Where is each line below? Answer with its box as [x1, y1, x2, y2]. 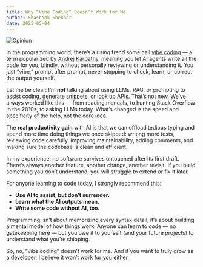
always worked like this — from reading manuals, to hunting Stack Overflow [6, 99, 196, 106]
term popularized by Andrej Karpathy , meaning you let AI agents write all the [6, 55, 197, 63]
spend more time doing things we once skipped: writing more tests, [6, 130, 175, 137]
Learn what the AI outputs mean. [15, 198, 100, 206]
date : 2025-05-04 [6, 20, 50, 26]
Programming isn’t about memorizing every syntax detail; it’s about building [6, 217, 195, 224]
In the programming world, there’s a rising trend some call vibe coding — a [6, 49, 193, 56]
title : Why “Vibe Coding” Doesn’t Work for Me [6, 9, 126, 15]
